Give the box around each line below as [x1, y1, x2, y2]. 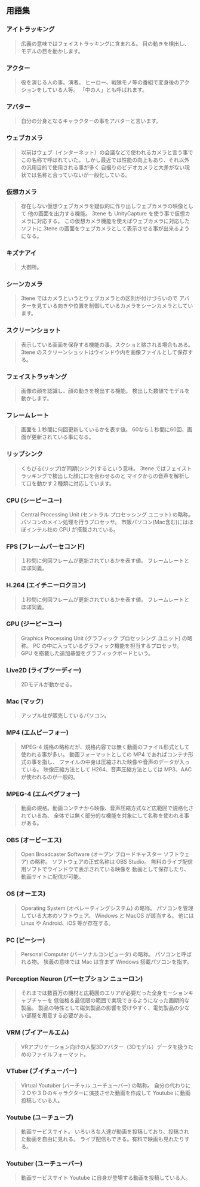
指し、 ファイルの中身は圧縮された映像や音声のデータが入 [41, 758, 185, 765]
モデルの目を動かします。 [20, 47, 84, 55]
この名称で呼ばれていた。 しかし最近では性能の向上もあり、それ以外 [20, 156, 190, 163]
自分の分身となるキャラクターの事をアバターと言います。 [20, 118, 161, 125]
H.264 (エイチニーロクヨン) [6, 581, 87, 590]
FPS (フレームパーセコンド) [6, 542, 85, 551]
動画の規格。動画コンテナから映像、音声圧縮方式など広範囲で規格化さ [20, 804, 194, 812]
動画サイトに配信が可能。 [20, 873, 84, 881]
